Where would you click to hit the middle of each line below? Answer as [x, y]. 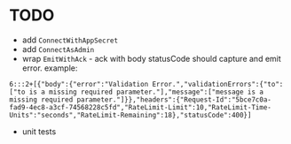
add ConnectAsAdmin [58, 49]
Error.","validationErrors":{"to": [218, 84]
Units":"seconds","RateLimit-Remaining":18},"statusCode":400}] [130, 115]
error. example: [50, 68]
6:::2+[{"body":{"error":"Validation [79, 84]
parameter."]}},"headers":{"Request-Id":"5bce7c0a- [174, 99]
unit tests [39, 131]
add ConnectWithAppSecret [70, 40]
